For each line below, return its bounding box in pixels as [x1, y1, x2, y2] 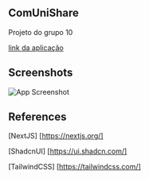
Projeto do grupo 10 [8, 27, 73, 37]
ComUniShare [8, 6, 80, 20]
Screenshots [8, 66, 73, 80]
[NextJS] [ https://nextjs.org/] [8, 131, 104, 141]
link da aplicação [8, 43, 64, 53]
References [8, 111, 67, 124]
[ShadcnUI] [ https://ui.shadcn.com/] [8, 146, 127, 156]
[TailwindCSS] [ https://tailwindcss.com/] [8, 162, 141, 172]
